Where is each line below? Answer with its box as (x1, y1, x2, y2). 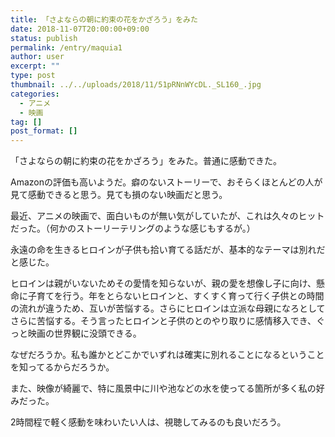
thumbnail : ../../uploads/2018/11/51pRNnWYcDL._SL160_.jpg (10, 80, 262, 90)
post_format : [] (10, 126, 78, 136)
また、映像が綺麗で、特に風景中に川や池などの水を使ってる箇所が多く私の (10, 382, 317, 395)
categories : (10, 89, 60, 99)
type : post (10, 71, 56, 81)
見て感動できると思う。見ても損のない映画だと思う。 (10, 189, 228, 201)
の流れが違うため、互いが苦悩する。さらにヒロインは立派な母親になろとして (10, 302, 326, 315)
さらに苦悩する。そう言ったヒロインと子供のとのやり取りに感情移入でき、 (10, 315, 317, 327)
